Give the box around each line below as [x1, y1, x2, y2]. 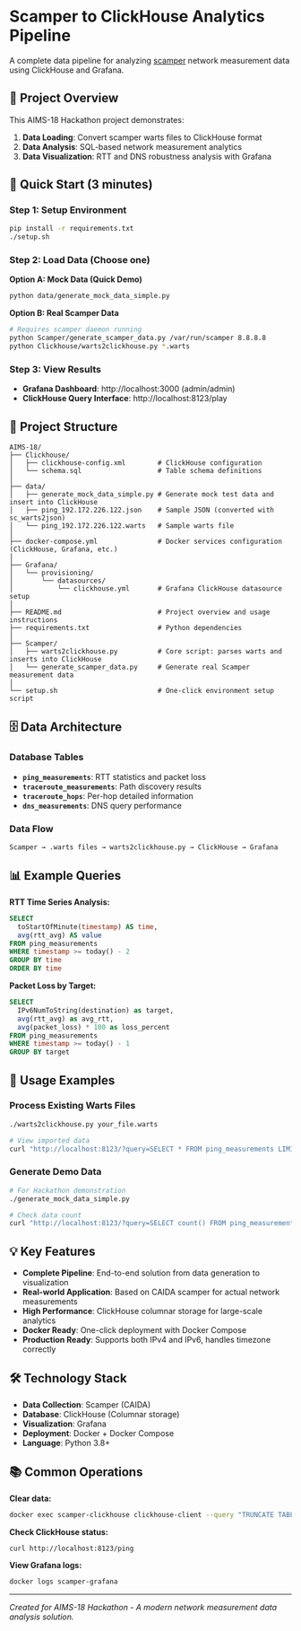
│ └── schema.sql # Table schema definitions [9, 467, 262, 476]
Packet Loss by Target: [9, 980, 97, 991]
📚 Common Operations [9, 1465, 143, 1480]
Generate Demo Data [9, 1165, 102, 1178]
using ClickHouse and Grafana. [9, 65, 125, 75]
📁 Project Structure [9, 419, 118, 434]
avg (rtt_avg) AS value [17, 931, 102, 940]
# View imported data [9, 1136, 90, 1145]
